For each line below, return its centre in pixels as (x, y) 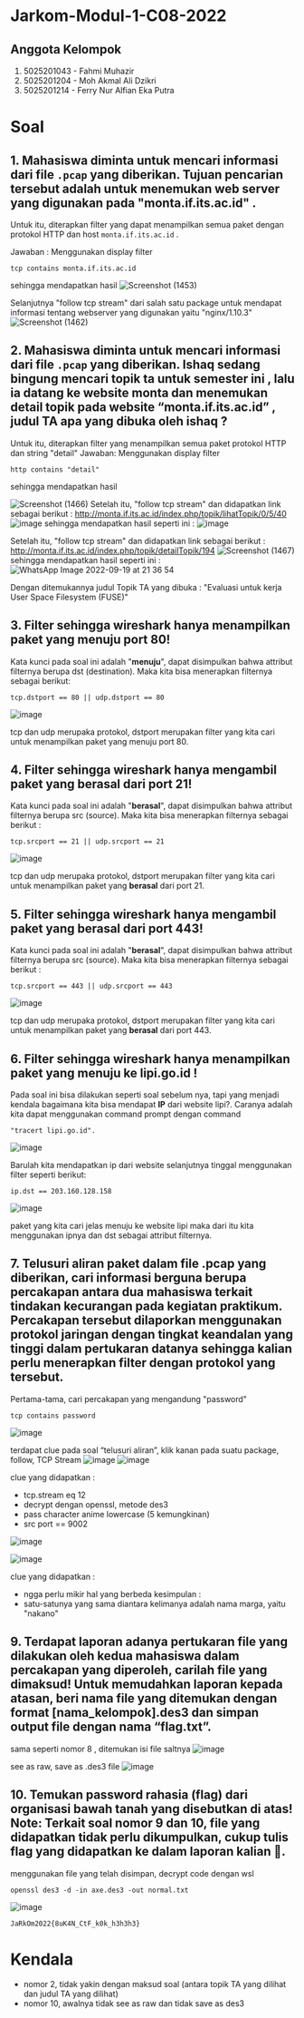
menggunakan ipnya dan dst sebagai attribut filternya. (111, 1235)
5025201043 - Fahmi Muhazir (79, 71)
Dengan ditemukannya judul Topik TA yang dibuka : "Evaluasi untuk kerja (146, 587)
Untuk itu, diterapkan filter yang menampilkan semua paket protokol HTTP (148, 443)
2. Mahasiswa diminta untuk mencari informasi (146, 351)
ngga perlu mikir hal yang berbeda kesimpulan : (112, 1594)
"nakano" (41, 1613)
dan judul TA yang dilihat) (71, 1994)
